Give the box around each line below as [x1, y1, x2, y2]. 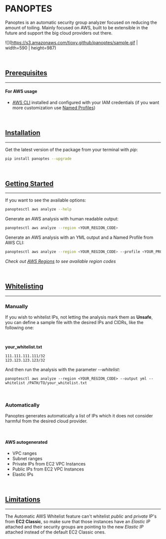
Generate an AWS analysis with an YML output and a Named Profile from [5, 234, 154, 241]
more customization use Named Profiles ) [12, 105, 96, 111]
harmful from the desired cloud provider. [5, 418, 88, 424]
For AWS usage [5, 88, 38, 94]
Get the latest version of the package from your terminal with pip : [5, 146, 138, 152]
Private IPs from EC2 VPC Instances [12, 461, 86, 467]
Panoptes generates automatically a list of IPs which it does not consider [5, 413, 153, 419]
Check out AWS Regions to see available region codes [5, 259, 116, 265]
